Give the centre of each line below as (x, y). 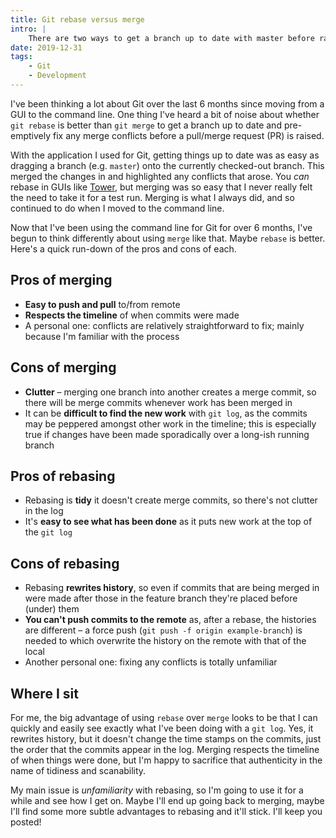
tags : (21, 57)
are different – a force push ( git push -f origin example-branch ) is (163, 630)
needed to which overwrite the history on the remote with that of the (165, 641)
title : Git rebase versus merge (77, 19)
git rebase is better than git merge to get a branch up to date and (146, 125)
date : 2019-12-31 (46, 47)
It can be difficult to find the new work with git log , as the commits (166, 413)
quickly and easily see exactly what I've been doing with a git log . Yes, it (162, 728)
